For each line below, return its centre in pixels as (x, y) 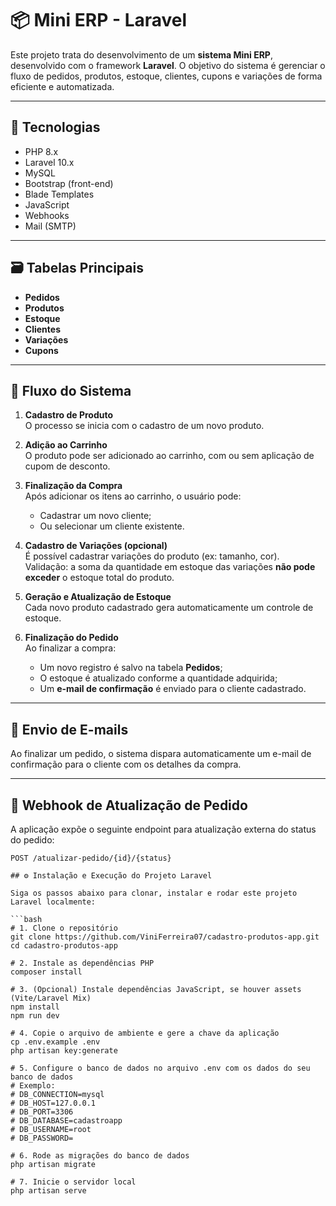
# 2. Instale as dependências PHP (82, 963)
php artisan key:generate (64, 1051)
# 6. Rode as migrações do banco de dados (100, 1156)
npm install (35, 1007)
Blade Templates (59, 194)
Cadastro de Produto (69, 415)
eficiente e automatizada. (62, 86)
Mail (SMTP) (50, 226)
